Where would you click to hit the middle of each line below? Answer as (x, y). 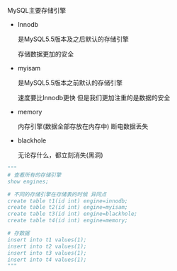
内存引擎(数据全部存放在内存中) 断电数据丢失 (83, 126)
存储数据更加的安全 (46, 54)
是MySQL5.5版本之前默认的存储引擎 (70, 83)
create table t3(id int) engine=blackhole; (73, 214)
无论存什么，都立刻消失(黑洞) (61, 155)
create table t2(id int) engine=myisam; (68, 207)
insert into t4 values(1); (47, 260)
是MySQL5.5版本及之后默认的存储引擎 (73, 39)
